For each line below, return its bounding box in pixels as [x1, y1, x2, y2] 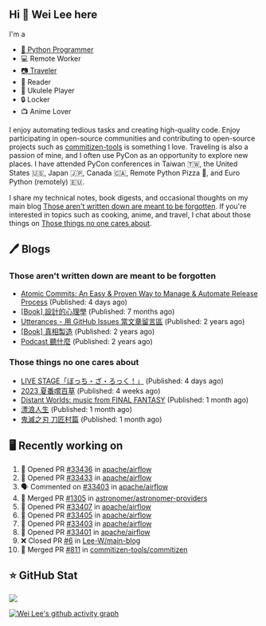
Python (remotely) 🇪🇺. [9, 176, 85, 186]
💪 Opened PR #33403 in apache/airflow [20, 518, 152, 528]
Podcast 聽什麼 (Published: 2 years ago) [20, 336, 154, 346]
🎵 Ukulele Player [20, 85, 75, 95]
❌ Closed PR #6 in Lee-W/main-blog [20, 536, 141, 545]
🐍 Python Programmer [20, 45, 94, 54]
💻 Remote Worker [20, 53, 82, 63]
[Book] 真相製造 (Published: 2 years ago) [20, 327, 155, 336]
